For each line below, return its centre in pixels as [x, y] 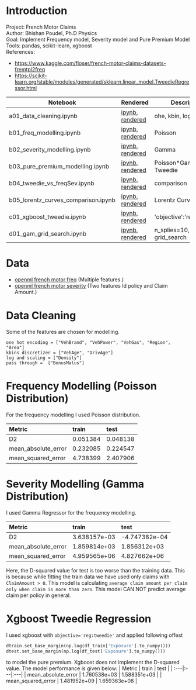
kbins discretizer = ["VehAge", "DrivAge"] [60, 353]
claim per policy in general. [38, 595]
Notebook [62, 102]
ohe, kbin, [168, 116]
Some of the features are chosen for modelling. [63, 332]
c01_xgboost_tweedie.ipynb [48, 216]
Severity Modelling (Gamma [75, 484]
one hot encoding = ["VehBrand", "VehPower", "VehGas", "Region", [88, 342]
